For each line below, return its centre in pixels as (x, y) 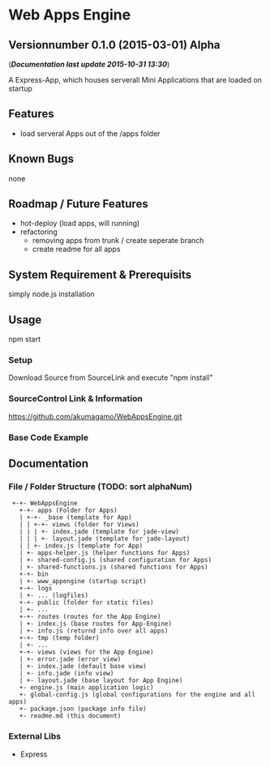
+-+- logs (36, 589)
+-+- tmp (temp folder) (59, 638)
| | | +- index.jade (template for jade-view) (99, 532)
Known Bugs (41, 159)
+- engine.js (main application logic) (86, 688)
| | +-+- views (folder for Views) (79, 525)
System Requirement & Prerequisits (100, 274)
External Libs (35, 736)
